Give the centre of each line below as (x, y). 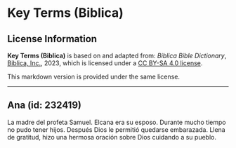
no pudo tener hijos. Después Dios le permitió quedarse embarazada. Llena (117, 129)
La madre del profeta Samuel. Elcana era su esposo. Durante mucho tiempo (117, 122)
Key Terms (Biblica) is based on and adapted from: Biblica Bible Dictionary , (117, 55)
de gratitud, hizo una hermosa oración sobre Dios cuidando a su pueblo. (112, 137)
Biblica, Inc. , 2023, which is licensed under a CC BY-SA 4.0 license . (105, 63)
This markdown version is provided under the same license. (94, 76)
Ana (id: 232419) (45, 106)
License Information (52, 39)
